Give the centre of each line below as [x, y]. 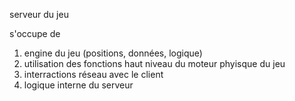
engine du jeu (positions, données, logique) [113, 53]
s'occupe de [35, 33]
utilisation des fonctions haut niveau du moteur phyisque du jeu [154, 63]
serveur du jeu [39, 14]
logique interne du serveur [78, 85]
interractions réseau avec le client [93, 74]
